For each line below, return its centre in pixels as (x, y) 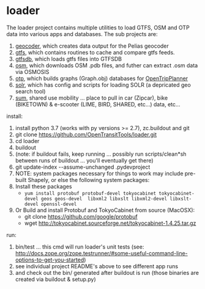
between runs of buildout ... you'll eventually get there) (84, 160)
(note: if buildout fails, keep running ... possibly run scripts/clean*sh (101, 154)
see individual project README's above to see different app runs (97, 266)
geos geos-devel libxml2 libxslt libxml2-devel (104, 199)
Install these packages (43, 186)
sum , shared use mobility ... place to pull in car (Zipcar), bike (91, 98)
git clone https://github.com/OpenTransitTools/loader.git (86, 134)
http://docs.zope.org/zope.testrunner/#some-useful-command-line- (101, 253)
